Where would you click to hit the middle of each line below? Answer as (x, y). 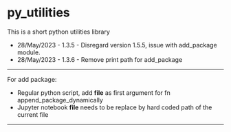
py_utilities (38, 13)
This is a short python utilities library (58, 32)
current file (33, 114)
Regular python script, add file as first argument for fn (93, 92)
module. (29, 52)
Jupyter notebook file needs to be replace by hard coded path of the (114, 107)
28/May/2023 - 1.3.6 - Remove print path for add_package (100, 59)
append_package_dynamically (60, 100)
